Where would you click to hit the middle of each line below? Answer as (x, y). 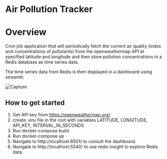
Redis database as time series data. (42, 62)
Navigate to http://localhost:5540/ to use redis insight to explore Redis (85, 146)
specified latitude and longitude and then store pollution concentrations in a (83, 57)
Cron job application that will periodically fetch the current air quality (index (83, 46)
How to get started (35, 103)
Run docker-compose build (41, 130)
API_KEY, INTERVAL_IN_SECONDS (48, 125)
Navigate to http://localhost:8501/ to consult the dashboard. (74, 141)
